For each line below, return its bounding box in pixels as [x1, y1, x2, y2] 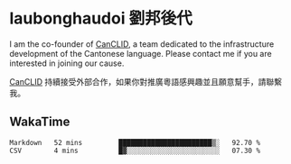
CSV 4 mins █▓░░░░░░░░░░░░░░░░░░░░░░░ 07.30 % [9, 146, 260, 155]
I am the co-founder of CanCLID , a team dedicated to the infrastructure [9, 38, 275, 50]
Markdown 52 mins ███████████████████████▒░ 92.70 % [9, 138, 260, 147]
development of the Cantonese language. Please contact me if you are [9, 48, 273, 59]
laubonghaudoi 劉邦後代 [9, 8, 192, 29]
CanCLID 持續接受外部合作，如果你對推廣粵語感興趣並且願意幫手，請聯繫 [9, 76, 283, 87]
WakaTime [9, 114, 70, 130]
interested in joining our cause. [9, 58, 125, 68]
